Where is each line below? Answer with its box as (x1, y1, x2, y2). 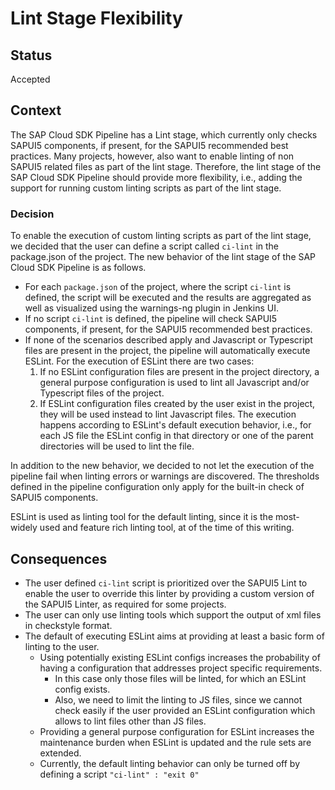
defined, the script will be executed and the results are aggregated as (24, 292, 312, 304)
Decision (10, 207, 55, 221)
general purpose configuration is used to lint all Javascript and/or (39, 377, 310, 389)
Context (10, 102, 62, 119)
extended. (39, 747, 82, 759)
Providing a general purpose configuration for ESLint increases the (39, 725, 315, 737)
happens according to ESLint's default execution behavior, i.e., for (39, 419, 312, 431)
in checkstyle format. (24, 619, 113, 631)
